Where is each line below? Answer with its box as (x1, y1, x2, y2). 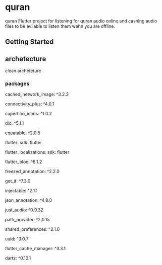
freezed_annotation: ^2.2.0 (5, 169, 60, 175)
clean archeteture (5, 68, 41, 74)
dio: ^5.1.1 (5, 120, 24, 126)
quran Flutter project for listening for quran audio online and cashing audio (5, 18, 158, 24)
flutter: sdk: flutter (5, 140, 42, 146)
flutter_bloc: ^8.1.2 (5, 159, 42, 165)
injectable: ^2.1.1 (5, 188, 38, 194)
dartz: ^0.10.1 (5, 255, 31, 261)
